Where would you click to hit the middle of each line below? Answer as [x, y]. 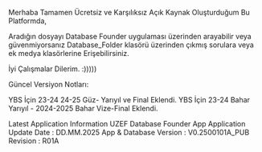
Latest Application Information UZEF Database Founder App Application [127, 124]
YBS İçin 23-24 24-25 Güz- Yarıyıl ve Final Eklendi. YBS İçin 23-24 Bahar [129, 100]
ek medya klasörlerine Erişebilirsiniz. [69, 53]
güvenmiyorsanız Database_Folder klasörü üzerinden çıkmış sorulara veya [131, 45]
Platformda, [27, 21]
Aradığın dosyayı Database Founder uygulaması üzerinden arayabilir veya [130, 36]
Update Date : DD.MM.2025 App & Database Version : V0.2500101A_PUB [129, 132]
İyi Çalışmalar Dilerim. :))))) [53, 69]
